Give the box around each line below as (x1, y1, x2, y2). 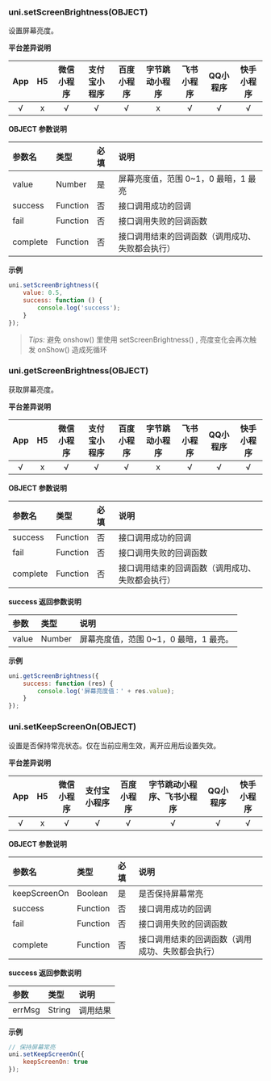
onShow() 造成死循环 (37, 344, 107, 354)
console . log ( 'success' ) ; (37, 304, 121, 312)
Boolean (76, 887, 109, 898)
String (48, 1004, 71, 1016)
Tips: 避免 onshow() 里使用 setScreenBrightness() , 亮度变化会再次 (27, 334, 250, 344)
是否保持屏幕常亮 (138, 888, 204, 899)
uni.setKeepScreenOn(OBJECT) (8, 721, 137, 733)
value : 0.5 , (23, 289, 63, 297)
